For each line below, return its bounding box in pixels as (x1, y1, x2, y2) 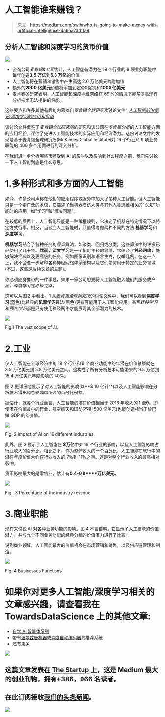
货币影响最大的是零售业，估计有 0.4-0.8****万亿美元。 (5, 470, 119, 476)
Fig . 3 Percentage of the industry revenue (5, 489, 91, 496)
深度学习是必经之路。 (13, 282, 57, 288)
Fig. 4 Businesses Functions (5, 568, 62, 574)
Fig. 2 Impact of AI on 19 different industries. (5, 431, 95, 437)
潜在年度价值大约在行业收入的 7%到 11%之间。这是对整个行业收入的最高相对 (5, 454, 160, 460)
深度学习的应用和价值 (10, 113, 54, 119)
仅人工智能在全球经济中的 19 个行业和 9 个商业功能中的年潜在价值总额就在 (5, 360, 155, 366)
